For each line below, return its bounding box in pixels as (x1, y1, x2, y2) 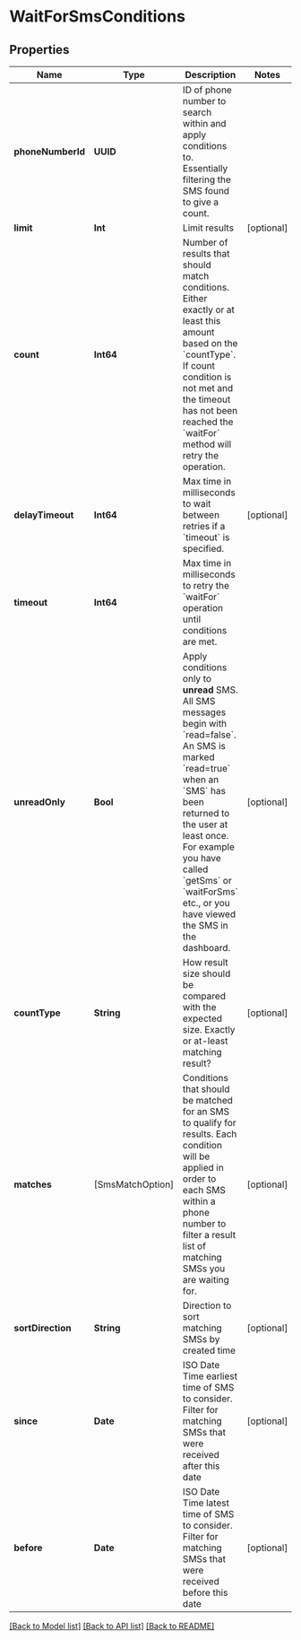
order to (182, 1173, 217, 1185)
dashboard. (182, 942, 231, 954)
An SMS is (182, 740, 226, 752)
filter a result (182, 1229, 236, 1241)
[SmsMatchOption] (93, 1178, 175, 1191)
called (182, 863, 209, 876)
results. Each (182, 1128, 237, 1140)
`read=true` (182, 763, 231, 774)
